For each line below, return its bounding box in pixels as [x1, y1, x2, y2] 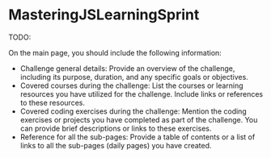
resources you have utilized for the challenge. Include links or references [19, 89, 264, 98]
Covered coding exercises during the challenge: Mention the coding [19, 106, 247, 116]
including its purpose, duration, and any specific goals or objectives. [19, 72, 248, 81]
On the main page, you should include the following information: [8, 48, 222, 57]
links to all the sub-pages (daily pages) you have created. [19, 140, 212, 150]
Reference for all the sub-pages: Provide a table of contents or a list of [19, 131, 256, 142]
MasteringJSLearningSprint [8, 6, 200, 24]
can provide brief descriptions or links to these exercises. [19, 123, 212, 133]
